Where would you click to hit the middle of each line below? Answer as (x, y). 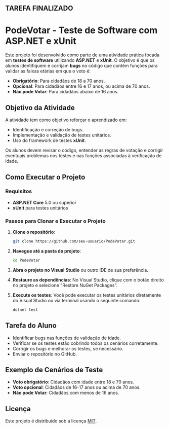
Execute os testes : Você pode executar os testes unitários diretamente (87, 295)
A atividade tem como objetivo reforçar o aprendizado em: (66, 120)
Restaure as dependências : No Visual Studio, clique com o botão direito (88, 280)
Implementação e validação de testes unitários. (62, 135)
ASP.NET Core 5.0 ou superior (45, 202)
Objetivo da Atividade (40, 108)
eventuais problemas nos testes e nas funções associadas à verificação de (83, 156)
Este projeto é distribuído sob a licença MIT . (51, 421)
